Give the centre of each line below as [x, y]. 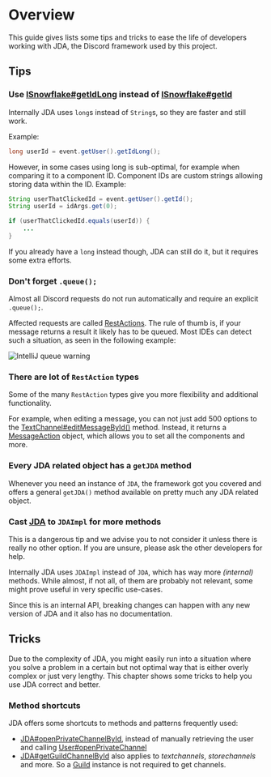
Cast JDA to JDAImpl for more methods [85, 522]
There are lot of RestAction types [74, 377]
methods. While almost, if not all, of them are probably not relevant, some [131, 581]
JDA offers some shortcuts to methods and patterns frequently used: [123, 724]
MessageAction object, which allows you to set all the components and [127, 436]
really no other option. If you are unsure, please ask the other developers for [135, 548]
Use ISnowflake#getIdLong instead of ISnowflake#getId [121, 95]
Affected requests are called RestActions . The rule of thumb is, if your [125, 323]
